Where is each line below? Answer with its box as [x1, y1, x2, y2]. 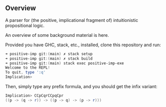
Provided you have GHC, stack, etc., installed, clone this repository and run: [5, 42, 161, 48]
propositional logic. [5, 22, 45, 28]
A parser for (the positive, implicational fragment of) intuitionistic [5, 17, 138, 23]
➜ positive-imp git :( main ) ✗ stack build [5, 56, 93, 61]
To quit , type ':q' [5, 70, 46, 75]
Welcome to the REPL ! [5, 65, 50, 70]
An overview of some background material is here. [5, 32, 109, 38]
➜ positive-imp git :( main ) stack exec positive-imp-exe [5, 61, 124, 66]
